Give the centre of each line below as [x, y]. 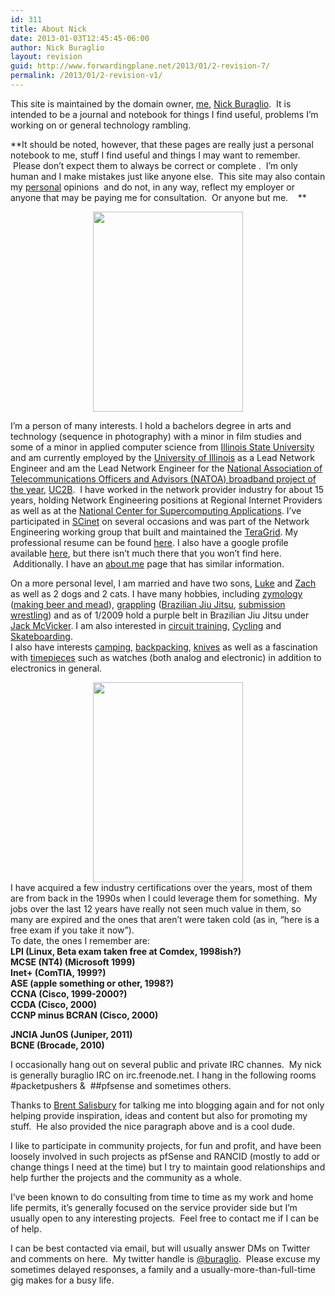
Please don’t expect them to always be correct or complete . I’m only [155, 165]
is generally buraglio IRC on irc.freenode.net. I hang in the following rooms [163, 1075]
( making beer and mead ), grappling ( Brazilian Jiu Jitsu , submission [148, 604]
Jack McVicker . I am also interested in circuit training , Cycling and [146, 625]
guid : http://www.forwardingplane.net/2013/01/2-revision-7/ [140, 66]
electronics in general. [56, 668]
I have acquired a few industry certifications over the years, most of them [161, 887]
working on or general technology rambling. [101, 125]
